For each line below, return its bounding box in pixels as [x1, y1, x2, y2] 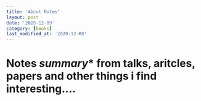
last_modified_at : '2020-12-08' [6, 31, 87, 37]
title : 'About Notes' [6, 8, 61, 15]
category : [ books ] [6, 25, 52, 32]
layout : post [6, 14, 39, 20]
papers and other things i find [6, 69, 157, 83]
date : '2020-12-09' [6, 20, 55, 26]
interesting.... [6, 82, 76, 96]
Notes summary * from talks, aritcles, [6, 57, 196, 71]
